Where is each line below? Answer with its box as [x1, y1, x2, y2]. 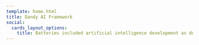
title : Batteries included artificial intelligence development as [17, 30, 187, 36]
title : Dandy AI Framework [6, 14, 73, 20]
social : [6, 19, 25, 25]
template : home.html [6, 8, 57, 15]
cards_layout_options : [11, 25, 68, 31]
